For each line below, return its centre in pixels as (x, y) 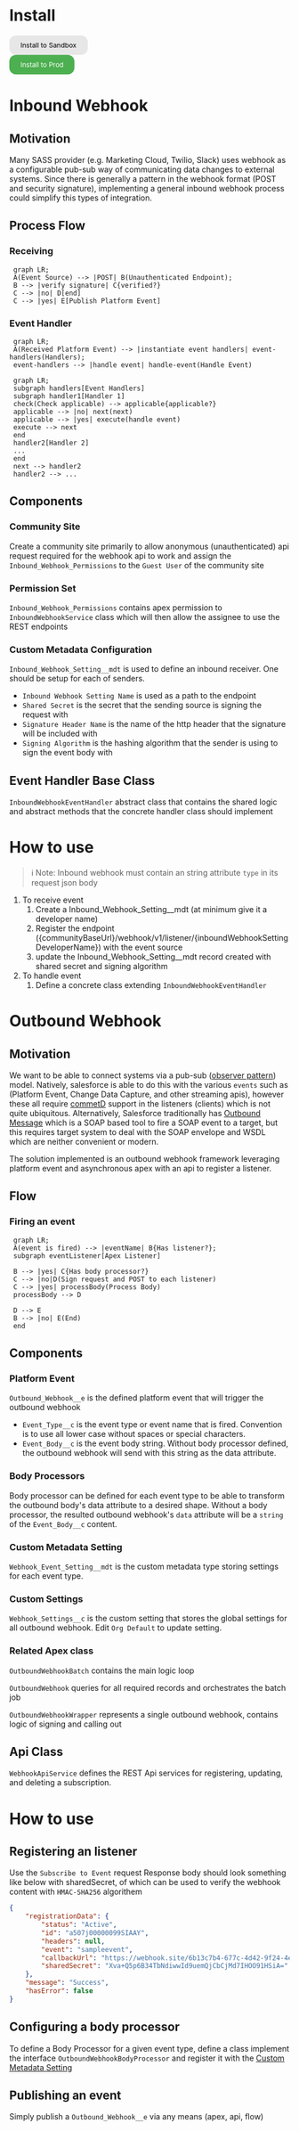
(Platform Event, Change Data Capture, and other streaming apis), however (147, 1094)
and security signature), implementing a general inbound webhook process (147, 188)
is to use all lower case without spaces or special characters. (134, 1434)
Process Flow (48, 226)
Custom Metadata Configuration (81, 649)
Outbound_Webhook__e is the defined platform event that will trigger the (137, 1398)
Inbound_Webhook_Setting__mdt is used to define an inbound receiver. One (144, 669)
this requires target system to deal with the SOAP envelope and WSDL (137, 1131)
